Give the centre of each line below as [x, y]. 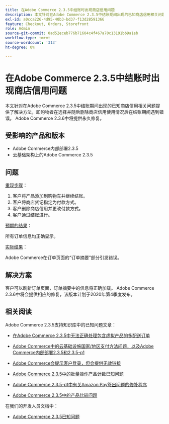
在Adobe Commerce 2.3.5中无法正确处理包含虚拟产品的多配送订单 [81, 335]
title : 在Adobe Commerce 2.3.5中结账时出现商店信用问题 [60, 10]
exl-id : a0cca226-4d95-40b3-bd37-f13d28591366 [55, 19]
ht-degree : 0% [20, 47]
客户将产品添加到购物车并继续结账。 [50, 196]
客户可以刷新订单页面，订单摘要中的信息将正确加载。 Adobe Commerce [80, 288]
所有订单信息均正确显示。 [32, 236]
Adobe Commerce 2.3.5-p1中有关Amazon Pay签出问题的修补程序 [80, 384]
